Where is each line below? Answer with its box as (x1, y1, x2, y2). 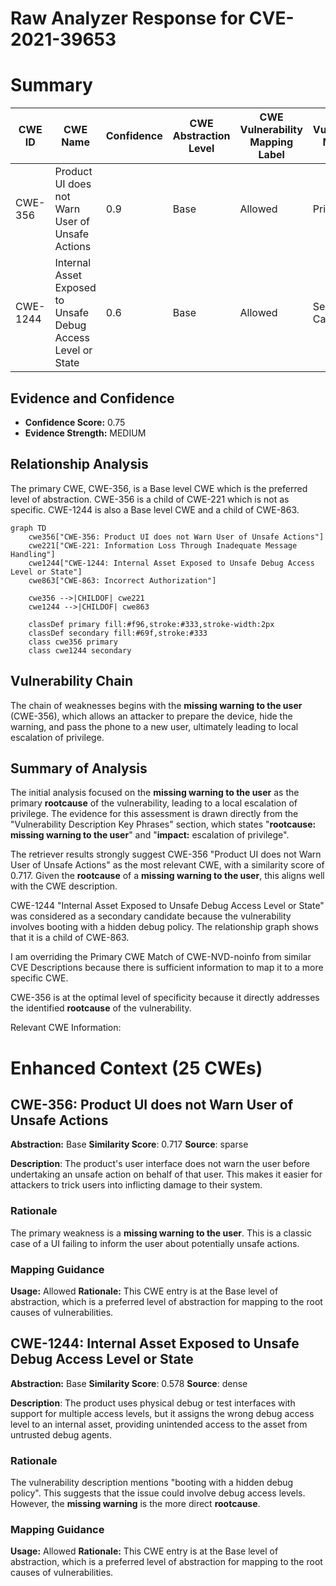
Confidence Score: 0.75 (24, 416, 126, 428)
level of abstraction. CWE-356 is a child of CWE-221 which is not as (10, 493, 290, 505)
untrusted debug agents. (10, 1428, 113, 1441)
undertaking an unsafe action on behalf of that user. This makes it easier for (10, 1168, 323, 1181)
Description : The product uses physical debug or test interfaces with (10, 1397, 296, 1409)
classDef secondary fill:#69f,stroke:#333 (28, 628, 208, 638)
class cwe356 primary (28, 637, 118, 647)
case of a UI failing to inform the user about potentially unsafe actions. (10, 1237, 300, 1249)
